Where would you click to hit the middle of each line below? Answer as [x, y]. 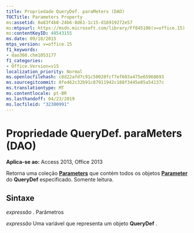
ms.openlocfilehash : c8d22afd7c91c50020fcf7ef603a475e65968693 [85, 77]
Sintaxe [20, 198]
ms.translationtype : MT [35, 88]
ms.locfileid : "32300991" [38, 104]
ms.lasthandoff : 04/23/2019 [41, 99]
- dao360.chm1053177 [31, 55]
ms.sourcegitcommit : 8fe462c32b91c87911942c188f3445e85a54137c [85, 83]
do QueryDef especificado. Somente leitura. [60, 180]
